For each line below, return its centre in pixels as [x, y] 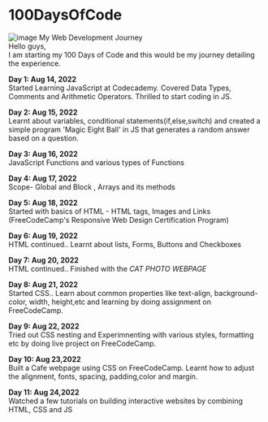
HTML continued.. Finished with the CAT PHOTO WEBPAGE [108, 268]
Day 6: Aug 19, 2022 [43, 235]
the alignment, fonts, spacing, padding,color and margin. [103, 376]
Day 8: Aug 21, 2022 [43, 284]
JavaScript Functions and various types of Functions [97, 162]
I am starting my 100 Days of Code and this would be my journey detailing [132, 54]
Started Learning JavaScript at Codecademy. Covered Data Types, [120, 88]
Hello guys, [27, 46]
